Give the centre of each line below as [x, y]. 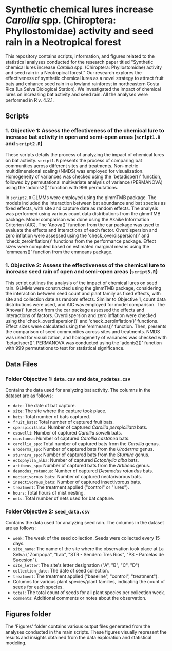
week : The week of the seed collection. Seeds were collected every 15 [86, 538]
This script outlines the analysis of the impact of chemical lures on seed [81, 283]
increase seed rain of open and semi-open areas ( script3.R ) [82, 271]
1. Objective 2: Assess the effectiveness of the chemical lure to [85, 265]
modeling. [16, 643]
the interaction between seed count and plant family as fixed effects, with [83, 293]
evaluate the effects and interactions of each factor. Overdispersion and [81, 230]
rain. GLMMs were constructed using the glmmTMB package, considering [83, 288]
